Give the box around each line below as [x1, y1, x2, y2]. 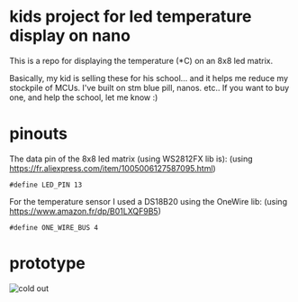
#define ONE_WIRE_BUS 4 [9, 223, 99, 232]
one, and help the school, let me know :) [9, 92, 158, 103]
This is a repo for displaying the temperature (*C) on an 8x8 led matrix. [9, 55, 273, 66]
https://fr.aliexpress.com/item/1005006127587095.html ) [9, 162, 216, 173]
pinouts [9, 124, 68, 144]
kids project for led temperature [9, 6, 252, 27]
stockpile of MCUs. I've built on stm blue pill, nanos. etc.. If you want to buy [9, 82, 290, 93]
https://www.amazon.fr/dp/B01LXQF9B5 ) [9, 206, 162, 216]
